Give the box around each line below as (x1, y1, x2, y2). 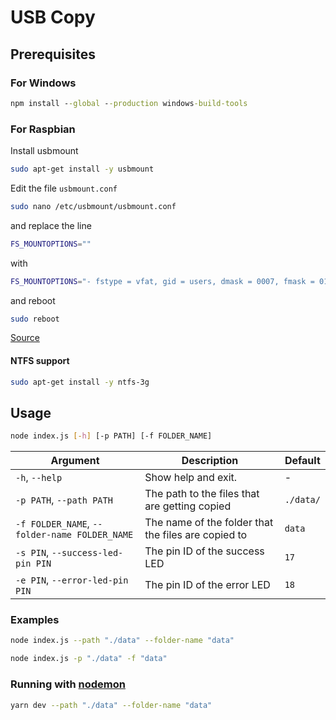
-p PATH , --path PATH (15, 493, 113, 507)
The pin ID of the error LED (144, 578, 271, 592)
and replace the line (10, 219, 92, 231)
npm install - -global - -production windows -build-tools (10, 98, 248, 108)
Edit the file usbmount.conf (10, 182, 118, 194)
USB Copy (10, 6, 96, 29)
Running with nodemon (10, 677, 126, 691)
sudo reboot (10, 314, 60, 324)
